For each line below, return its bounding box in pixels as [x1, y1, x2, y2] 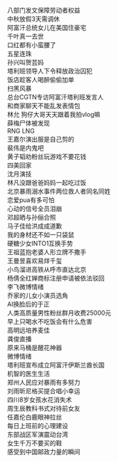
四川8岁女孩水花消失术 [7, 395, 72, 404]
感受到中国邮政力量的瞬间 [7, 447, 81, 456]
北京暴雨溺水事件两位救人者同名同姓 [7, 187, 111, 195]
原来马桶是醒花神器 [7, 343, 62, 352]
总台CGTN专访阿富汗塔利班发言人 [7, 93, 104, 101]
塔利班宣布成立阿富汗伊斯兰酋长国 [7, 361, 105, 369]
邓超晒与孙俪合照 [7, 213, 56, 221]
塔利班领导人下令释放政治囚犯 [7, 67, 92, 75]
